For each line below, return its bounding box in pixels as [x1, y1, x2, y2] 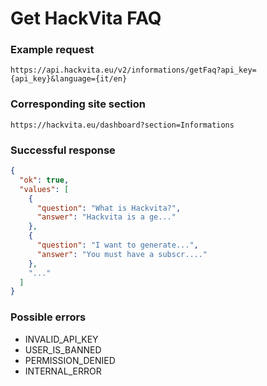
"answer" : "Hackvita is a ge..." [36, 212, 177, 222]
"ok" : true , [19, 175, 70, 185]
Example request [10, 43, 95, 57]
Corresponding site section [10, 97, 146, 111]
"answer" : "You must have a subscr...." [36, 249, 208, 259]
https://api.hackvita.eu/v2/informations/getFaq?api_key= [10, 65, 257, 76]
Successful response [10, 143, 116, 157]
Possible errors [10, 310, 87, 324]
